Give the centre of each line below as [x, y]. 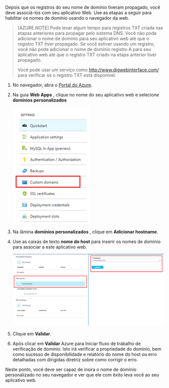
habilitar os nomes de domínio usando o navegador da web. [67, 18]
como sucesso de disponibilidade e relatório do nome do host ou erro [84, 354]
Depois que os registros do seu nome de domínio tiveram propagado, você [83, 7]
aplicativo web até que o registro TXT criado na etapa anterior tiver [87, 55]
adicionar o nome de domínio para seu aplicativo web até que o [83, 38]
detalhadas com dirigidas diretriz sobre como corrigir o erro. [75, 360]
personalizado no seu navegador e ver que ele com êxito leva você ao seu [82, 375]
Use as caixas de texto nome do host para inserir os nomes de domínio [87, 241]
